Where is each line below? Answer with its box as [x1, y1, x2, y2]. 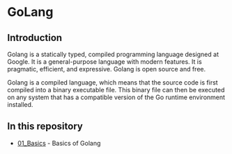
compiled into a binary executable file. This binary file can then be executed [7, 86, 225, 94]
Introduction [7, 32, 63, 44]
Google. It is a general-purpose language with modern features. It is [7, 58, 202, 66]
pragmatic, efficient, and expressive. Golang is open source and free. [7, 65, 206, 73]
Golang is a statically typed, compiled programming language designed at [7, 50, 219, 58]
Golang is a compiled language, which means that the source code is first [7, 78, 218, 87]
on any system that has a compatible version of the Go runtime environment [7, 93, 225, 101]
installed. [7, 101, 33, 108]
